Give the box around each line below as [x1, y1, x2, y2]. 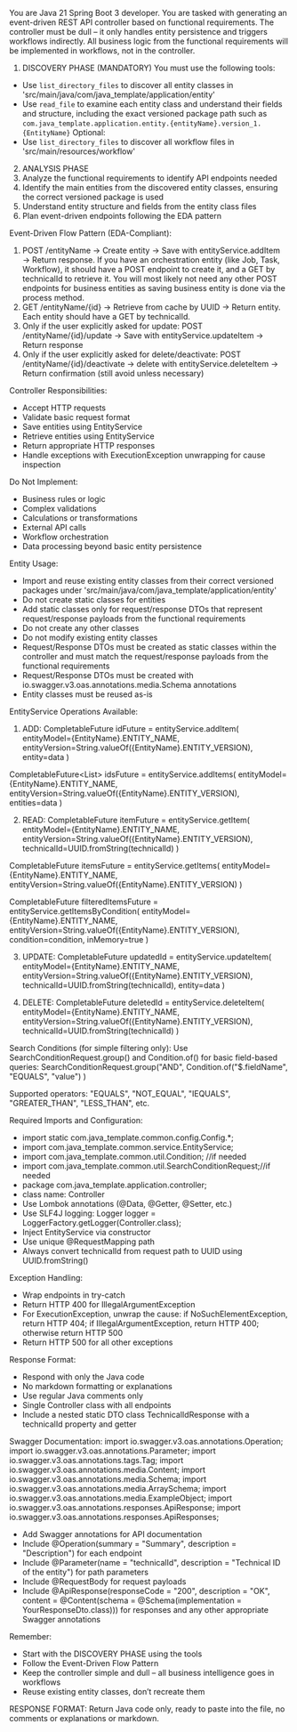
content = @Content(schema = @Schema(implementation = [21, 1595, 243, 1606]
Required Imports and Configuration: [9, 1115, 143, 1125]
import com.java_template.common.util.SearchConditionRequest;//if [21, 1161, 271, 1171]
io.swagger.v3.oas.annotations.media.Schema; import [9, 1474, 207, 1485]
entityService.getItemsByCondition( [9, 906, 140, 916]
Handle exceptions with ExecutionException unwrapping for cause [21, 449, 266, 460]
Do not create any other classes [21, 623, 140, 633]
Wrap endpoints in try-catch [21, 1290, 126, 1300]
